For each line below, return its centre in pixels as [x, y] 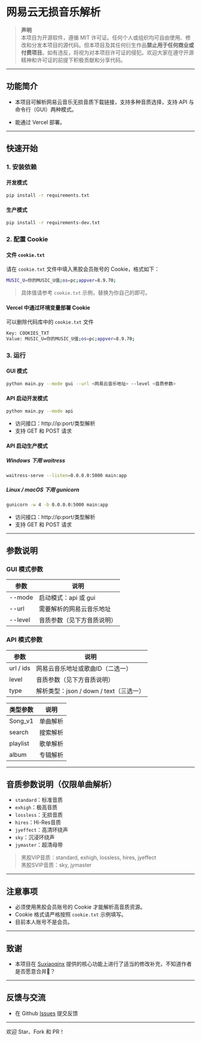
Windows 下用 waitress [36, 461]
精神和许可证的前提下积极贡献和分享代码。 [73, 60]
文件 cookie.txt [25, 255]
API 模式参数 [25, 640]
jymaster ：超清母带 [39, 845]
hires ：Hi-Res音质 [38, 822]
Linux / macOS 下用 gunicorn [43, 490]
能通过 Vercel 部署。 [40, 122]
